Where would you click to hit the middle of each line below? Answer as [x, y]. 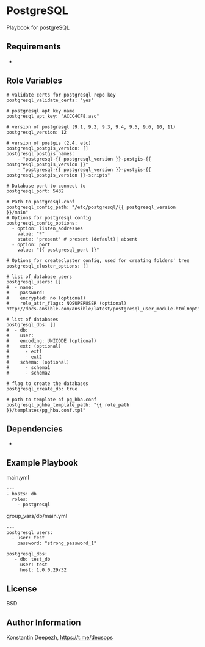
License [22, 589]
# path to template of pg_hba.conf [52, 400]
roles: [20, 499]
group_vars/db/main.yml [37, 516]
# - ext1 [24, 351]
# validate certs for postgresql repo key [61, 95]
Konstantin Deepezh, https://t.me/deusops [60, 637]
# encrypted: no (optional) [46, 298]
